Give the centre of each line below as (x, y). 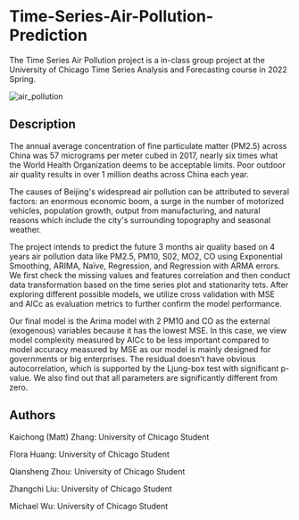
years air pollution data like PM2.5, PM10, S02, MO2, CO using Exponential (146, 256)
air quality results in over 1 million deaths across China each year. (129, 174)
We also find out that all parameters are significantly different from (156, 377)
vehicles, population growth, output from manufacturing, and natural (135, 210)
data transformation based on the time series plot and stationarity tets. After (149, 285)
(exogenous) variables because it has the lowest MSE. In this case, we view (148, 330)
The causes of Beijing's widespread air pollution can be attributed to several (149, 191)
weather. (25, 229)
